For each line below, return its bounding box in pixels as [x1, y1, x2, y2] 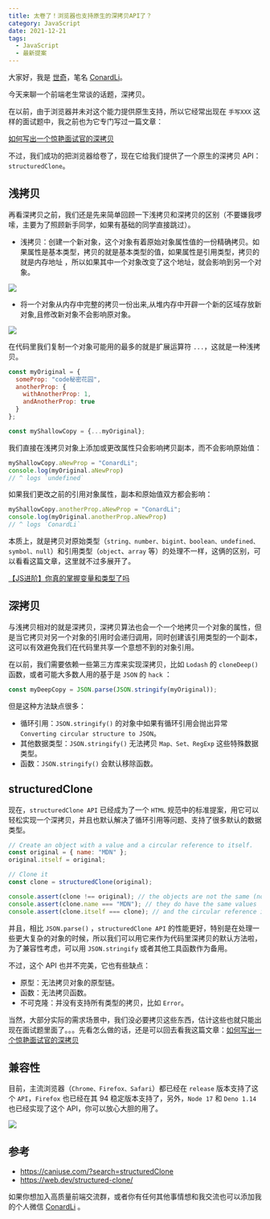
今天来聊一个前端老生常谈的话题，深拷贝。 [8, 89, 149, 99]
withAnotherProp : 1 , [22, 390, 92, 399]
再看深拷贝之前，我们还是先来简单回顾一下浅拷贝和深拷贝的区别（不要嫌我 [8, 209, 255, 219]
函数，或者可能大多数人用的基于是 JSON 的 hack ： [8, 670, 173, 679]
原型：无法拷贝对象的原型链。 [19, 977, 119, 987]
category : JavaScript [8, 19, 81, 27]
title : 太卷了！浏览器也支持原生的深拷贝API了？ [8, 11, 153, 20]
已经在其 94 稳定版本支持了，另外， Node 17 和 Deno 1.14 [69, 1093, 257, 1104]
